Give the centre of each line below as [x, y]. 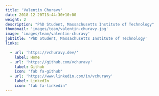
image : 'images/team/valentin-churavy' [48, 34]
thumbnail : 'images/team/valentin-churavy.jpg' [57, 29]
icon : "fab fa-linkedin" [41, 86]
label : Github [29, 67]
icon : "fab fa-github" [39, 71]
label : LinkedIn [32, 81]
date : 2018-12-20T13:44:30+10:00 [41, 15]
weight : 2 [16, 19]
